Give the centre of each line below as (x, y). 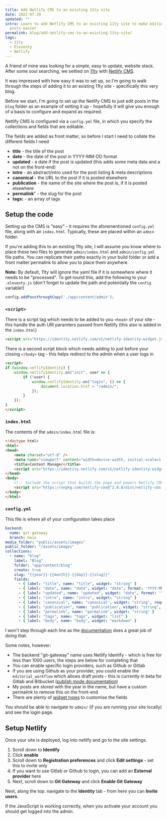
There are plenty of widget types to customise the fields (70, 697)
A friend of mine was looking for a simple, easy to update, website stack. (80, 66)
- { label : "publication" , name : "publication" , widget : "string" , (90, 607)
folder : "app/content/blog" (43, 565)
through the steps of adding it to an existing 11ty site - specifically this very (82, 86)
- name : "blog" (25, 556)
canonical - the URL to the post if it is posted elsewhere (70, 177)
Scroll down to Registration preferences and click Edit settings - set (83, 760)
